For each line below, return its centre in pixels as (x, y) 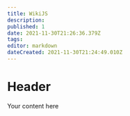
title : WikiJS (28, 14)
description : (26, 20)
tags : (15, 40)
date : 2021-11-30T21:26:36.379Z (54, 33)
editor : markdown (32, 46)
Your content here (33, 106)
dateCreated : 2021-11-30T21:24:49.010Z (65, 53)
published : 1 (26, 26)
